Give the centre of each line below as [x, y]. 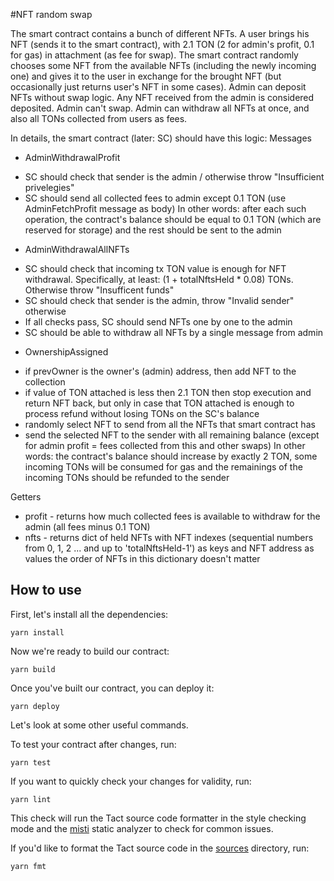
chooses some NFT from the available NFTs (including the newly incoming [163, 65]
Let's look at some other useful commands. [99, 725]
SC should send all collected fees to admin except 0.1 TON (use [155, 198]
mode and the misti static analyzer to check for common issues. [142, 828]
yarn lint [31, 799]
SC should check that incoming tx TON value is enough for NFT [155, 268]
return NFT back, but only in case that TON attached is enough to [159, 403]
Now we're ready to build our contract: [90, 651]
